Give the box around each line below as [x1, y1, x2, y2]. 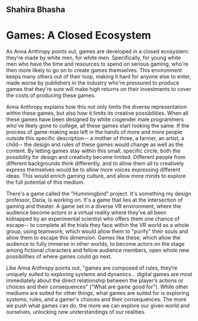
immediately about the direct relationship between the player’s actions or [6, 277, 184, 284]
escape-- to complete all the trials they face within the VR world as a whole [6, 222, 189, 229]
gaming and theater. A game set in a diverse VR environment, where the [6, 203, 181, 210]
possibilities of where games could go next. [6, 253, 112, 260]
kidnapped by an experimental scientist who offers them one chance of [6, 215, 180, 222]
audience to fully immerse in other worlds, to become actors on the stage [6, 241, 185, 248]
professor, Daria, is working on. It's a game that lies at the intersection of [6, 196, 183, 203]
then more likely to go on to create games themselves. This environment [6, 67, 182, 74]
